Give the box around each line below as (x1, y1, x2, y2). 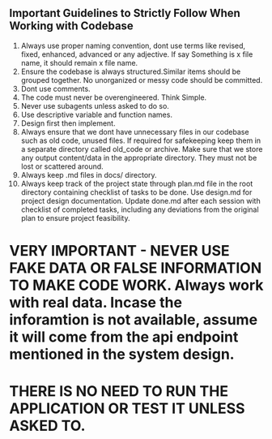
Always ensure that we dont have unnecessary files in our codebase (20, 127, 249, 136)
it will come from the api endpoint (9, 328, 239, 346)
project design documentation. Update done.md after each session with (20, 196, 261, 205)
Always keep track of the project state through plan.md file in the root (20, 179, 253, 188)
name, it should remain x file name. (20, 58, 138, 67)
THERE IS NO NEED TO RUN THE (9, 382, 229, 401)
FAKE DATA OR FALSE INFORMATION (9, 259, 262, 277)
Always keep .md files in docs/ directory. (20, 170, 157, 179)
